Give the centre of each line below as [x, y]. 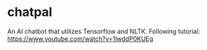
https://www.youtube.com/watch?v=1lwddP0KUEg [80, 38]
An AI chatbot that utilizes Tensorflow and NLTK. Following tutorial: [104, 31]
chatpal [30, 12]
